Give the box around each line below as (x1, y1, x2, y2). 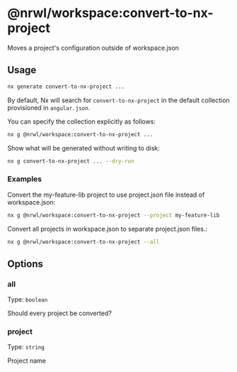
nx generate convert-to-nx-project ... (7, 83, 125, 90)
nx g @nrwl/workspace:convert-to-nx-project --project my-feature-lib (7, 212, 220, 219)
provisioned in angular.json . (7, 103, 91, 111)
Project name (7, 356, 47, 365)
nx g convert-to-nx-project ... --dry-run (7, 158, 134, 165)
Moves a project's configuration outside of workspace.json (7, 43, 179, 52)
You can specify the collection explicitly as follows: (7, 117, 156, 126)
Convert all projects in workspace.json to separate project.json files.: (7, 224, 207, 233)
